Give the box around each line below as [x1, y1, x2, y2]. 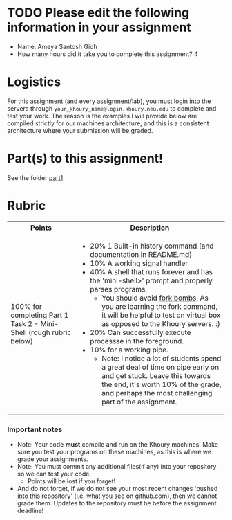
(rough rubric [28, 328, 72, 337]
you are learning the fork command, [101, 301, 217, 311]
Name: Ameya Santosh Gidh [17, 42, 98, 51]
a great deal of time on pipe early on [101, 362, 220, 372]
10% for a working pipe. [89, 345, 169, 355]
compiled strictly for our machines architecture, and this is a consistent [7, 119, 209, 127]
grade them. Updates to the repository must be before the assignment [17, 499, 217, 508]
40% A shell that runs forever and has [89, 267, 213, 276]
